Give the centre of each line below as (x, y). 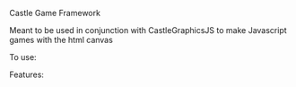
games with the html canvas (61, 40)
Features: (27, 74)
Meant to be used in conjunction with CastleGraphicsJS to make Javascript (148, 30)
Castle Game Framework (55, 13)
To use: (23, 57)
